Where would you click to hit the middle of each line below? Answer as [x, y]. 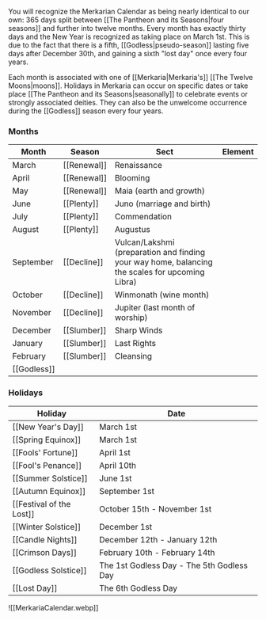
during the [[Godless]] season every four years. [86, 111]
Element [238, 152]
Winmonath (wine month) [162, 295]
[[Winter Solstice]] [47, 527]
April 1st [114, 452]
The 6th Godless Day [138, 588]
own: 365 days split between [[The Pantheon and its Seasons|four [116, 20]
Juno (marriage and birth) [163, 203]
